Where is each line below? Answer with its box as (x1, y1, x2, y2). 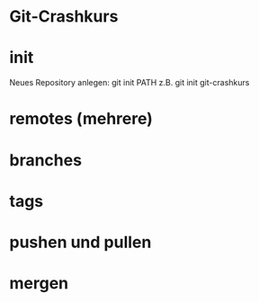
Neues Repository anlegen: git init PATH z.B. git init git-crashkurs (9, 77, 250, 88)
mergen (9, 273, 69, 294)
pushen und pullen (9, 232, 152, 253)
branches (9, 150, 83, 170)
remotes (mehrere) (9, 109, 153, 129)
